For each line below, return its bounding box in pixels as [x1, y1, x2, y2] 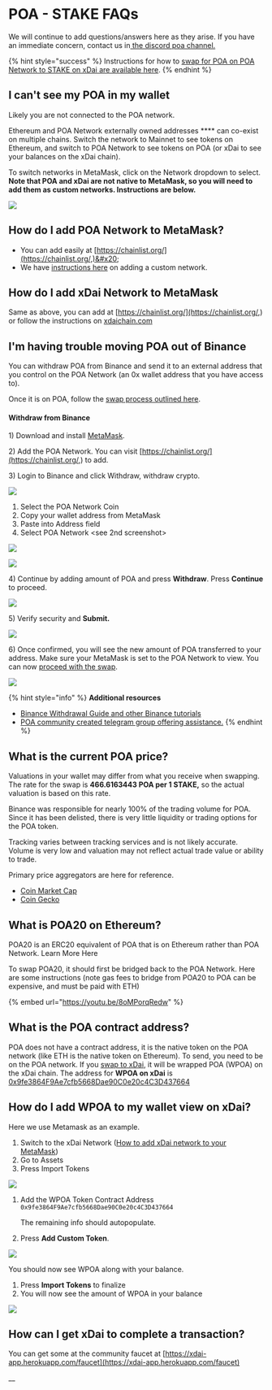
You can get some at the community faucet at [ [8, 1349, 166, 1358]
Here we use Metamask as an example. [8, 1122, 140, 1132]
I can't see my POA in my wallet [8, 89, 171, 102]
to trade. [8, 854, 37, 864]
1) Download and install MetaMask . [8, 431, 125, 441]
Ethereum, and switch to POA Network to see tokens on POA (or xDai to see [8, 143, 262, 153]
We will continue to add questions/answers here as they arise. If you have [8, 32, 255, 41]
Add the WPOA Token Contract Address [19, 1194, 154, 1204]
